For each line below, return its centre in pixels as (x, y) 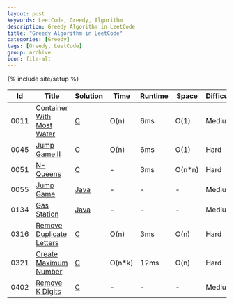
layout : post (26, 14)
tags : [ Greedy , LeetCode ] (45, 46)
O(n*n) (187, 169)
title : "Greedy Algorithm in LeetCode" (65, 33)
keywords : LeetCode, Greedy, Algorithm (65, 20)
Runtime (154, 96)
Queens (48, 173)
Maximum (52, 263)
